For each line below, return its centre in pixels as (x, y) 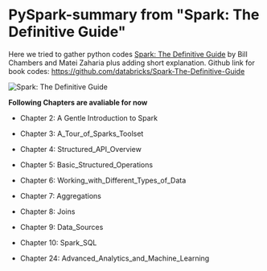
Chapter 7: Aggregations (61, 195)
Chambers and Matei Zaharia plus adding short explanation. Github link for (131, 63)
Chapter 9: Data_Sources (62, 227)
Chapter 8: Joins (47, 211)
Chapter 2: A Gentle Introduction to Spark (89, 117)
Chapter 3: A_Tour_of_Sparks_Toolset (82, 133)
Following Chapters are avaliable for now (78, 102)
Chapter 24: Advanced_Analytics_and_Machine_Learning (115, 258)
